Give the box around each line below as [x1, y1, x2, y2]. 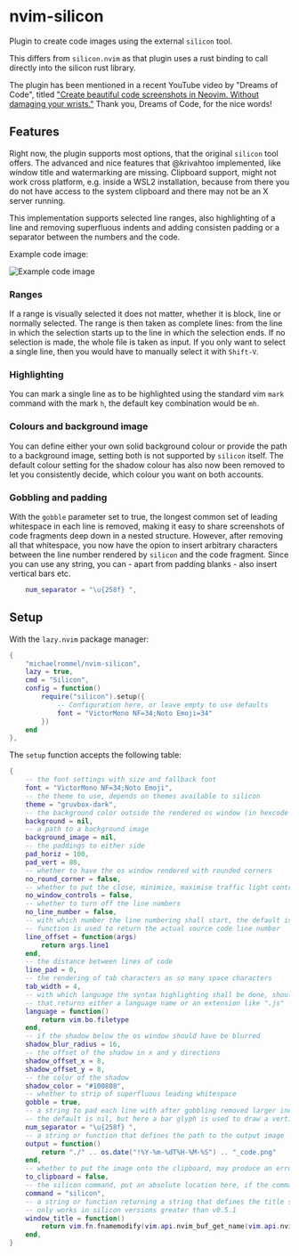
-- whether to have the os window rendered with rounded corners [25, 866, 273, 875]
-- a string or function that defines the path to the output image [25, 1130, 285, 1140]
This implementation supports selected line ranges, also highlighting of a [9, 212, 276, 223]
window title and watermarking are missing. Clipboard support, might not [9, 166, 278, 177]
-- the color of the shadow [25, 1073, 129, 1082]
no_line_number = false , [25, 908, 117, 917]
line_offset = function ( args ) [25, 932, 138, 941]
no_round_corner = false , [25, 874, 122, 883]
